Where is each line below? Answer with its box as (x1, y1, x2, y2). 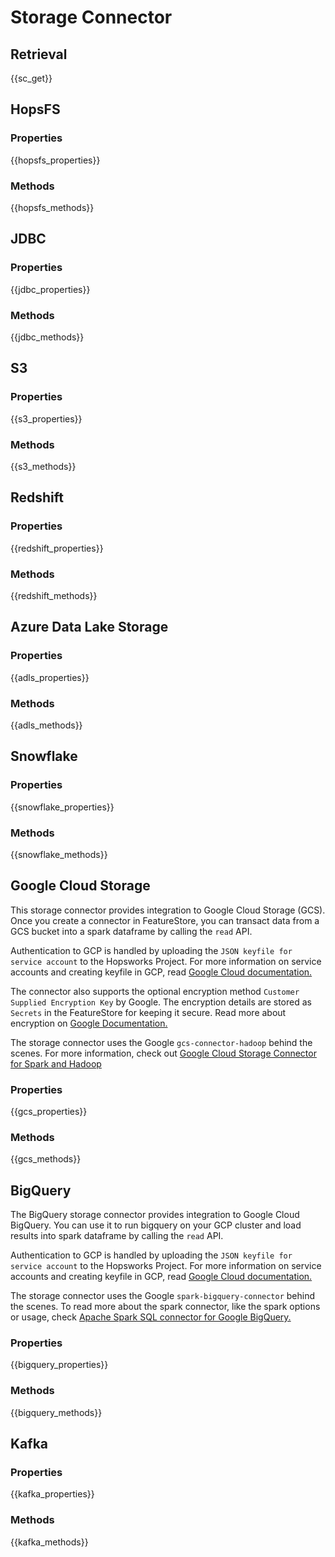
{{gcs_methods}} (10, 1153, 82, 1165)
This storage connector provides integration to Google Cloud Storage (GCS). (10, 904, 326, 916)
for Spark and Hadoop (10, 1057, 102, 1070)
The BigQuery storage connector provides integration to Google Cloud (10, 1209, 300, 1221)
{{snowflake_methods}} (10, 848, 108, 860)
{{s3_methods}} (10, 460, 77, 472)
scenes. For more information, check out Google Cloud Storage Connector (10, 1047, 317, 1059)
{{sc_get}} (10, 72, 53, 84)
